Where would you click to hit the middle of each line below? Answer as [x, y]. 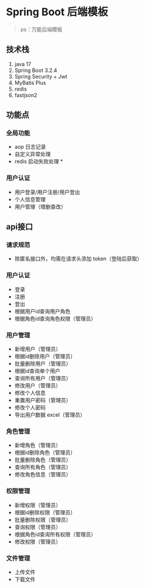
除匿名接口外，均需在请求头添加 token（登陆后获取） [78, 259]
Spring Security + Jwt [41, 76]
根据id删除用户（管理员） [45, 356]
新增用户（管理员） [38, 349]
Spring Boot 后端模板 [57, 12]
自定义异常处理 [32, 154]
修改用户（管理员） [38, 386]
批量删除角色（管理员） [43, 460]
